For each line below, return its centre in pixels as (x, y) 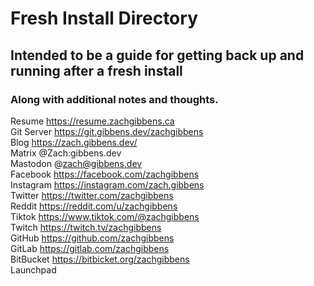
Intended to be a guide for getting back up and (157, 55)
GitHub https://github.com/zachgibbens (92, 238)
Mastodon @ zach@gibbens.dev (76, 163)
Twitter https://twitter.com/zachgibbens (92, 195)
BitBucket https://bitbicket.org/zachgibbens (100, 259)
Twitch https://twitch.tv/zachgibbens (86, 227)
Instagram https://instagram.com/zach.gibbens (107, 184)
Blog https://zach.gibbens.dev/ (74, 142)
